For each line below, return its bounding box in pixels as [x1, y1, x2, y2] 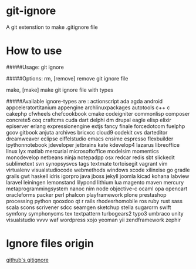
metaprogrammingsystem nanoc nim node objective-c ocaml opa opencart [6, 185, 188, 192]
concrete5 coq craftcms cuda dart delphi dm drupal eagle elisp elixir [6, 116, 171, 123]
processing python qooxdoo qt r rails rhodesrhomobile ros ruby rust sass [6, 197, 183, 204]
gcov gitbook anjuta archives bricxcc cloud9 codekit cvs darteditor [6, 129, 168, 136]
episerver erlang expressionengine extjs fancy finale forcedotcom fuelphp [6, 122, 185, 130]
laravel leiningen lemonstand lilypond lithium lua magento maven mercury [6, 179, 184, 186]
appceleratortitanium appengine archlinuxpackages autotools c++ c [6, 104, 170, 111]
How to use [6, 44, 62, 58]
